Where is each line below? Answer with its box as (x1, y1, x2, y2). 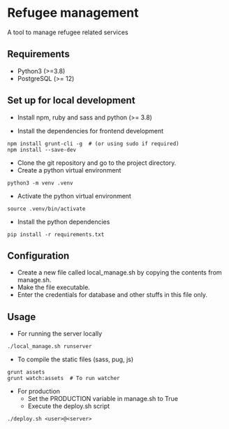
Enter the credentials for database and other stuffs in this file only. (17, 291, 208, 299)
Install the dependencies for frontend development (17, 126, 164, 135)
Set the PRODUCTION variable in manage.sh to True (27, 395, 178, 403)
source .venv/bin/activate (7, 205, 86, 212)
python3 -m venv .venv (7, 180, 73, 187)
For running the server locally (17, 330, 103, 338)
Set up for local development (7, 94, 135, 106)
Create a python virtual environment (17, 166, 121, 174)
